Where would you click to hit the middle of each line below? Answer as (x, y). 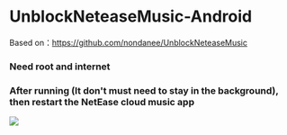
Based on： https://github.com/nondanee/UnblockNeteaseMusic (129, 42)
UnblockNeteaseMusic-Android (131, 17)
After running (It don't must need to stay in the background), (144, 90)
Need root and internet (60, 67)
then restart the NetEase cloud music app (102, 102)
